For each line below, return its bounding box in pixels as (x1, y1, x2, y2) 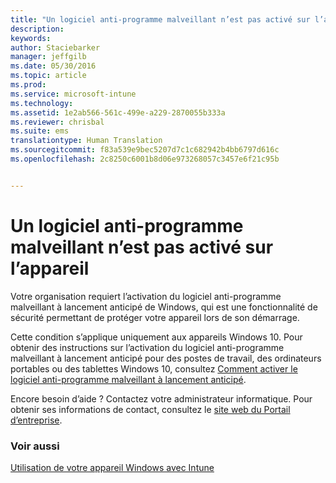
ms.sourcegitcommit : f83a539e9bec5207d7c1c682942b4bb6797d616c (10, 145, 280, 155)
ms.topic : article (10, 71, 87, 81)
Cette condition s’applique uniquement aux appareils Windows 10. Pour (10, 331, 303, 343)
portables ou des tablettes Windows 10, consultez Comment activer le (10, 362, 298, 375)
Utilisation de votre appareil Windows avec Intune (10, 461, 215, 473)
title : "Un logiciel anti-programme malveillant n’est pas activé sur (10, 14, 311, 25)
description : (10, 24, 65, 34)
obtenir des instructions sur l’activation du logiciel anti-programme (10, 341, 285, 353)
